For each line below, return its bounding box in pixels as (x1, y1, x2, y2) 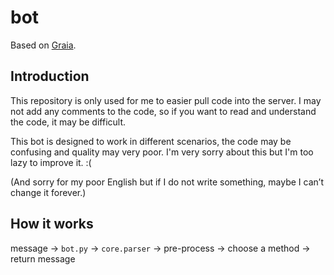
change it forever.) (10, 186, 87, 198)
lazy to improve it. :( (10, 156, 92, 168)
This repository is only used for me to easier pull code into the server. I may (10, 94, 322, 106)
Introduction (10, 68, 90, 85)
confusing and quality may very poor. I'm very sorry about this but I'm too (10, 146, 314, 158)
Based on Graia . (10, 39, 77, 51)
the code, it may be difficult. (10, 116, 127, 128)
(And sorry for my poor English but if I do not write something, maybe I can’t (10, 176, 324, 188)
